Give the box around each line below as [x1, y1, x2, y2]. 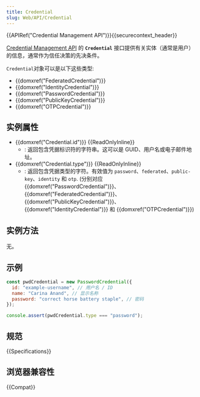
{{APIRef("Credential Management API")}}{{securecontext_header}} [6, 31, 177, 38]
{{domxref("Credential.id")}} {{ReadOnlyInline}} [15, 139, 135, 146]
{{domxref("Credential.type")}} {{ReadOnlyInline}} [15, 160, 141, 168]
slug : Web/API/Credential [6, 15, 72, 21]
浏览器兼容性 [6, 367, 55, 377]
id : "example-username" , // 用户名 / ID [12, 285, 113, 291]
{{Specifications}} [6, 348, 52, 355]
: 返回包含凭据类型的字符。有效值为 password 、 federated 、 [24, 167, 172, 175]
